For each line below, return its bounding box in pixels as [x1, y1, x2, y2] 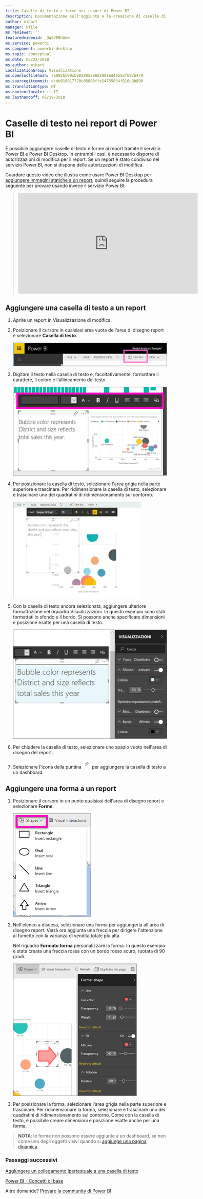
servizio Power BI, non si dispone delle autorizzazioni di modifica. [5, 161, 144, 168]
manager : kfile [5, 25, 38, 30]
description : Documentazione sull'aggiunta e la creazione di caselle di [5, 13, 167, 19]
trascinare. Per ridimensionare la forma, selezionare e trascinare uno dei [12, 1107, 166, 1113]
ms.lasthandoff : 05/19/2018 [5, 95, 66, 100]
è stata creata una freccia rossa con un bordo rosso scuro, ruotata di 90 [12, 948, 165, 954]
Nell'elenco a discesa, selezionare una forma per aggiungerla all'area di [12, 922, 165, 928]
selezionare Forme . [12, 803, 54, 810]
